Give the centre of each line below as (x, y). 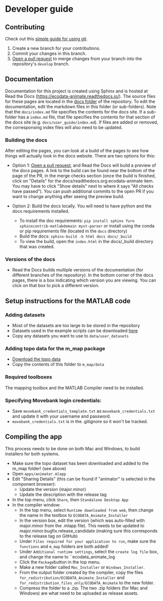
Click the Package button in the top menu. (60, 562)
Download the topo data (36, 359)
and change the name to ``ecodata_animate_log (67, 556)
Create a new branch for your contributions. (56, 48)
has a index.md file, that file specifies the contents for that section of (86, 117)
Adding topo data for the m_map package (55, 349)
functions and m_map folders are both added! (64, 546)
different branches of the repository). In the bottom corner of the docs (83, 275)
